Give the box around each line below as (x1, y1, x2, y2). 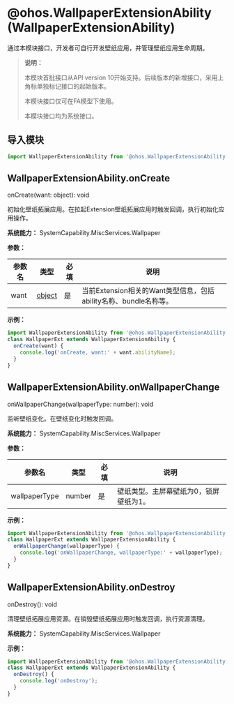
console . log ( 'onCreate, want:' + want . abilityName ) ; (19, 349, 176, 357)
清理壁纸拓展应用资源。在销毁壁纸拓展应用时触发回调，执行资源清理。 (7, 614, 209, 622)
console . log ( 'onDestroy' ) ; (19, 677, 98, 684)
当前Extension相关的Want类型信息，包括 (81, 286, 214, 296)
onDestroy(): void (7, 600, 58, 608)
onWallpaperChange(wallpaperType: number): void (7, 400, 154, 408)
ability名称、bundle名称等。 (81, 297, 173, 306)
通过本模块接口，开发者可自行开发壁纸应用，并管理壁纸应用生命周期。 (7, 43, 209, 52)
